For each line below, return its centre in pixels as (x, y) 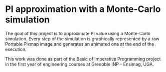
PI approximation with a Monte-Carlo (83, 9)
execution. (16, 49)
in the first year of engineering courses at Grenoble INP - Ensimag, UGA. (80, 64)
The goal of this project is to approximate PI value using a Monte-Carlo (78, 33)
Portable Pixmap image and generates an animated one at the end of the (80, 44)
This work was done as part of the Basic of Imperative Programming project (83, 59)
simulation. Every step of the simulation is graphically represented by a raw (82, 39)
